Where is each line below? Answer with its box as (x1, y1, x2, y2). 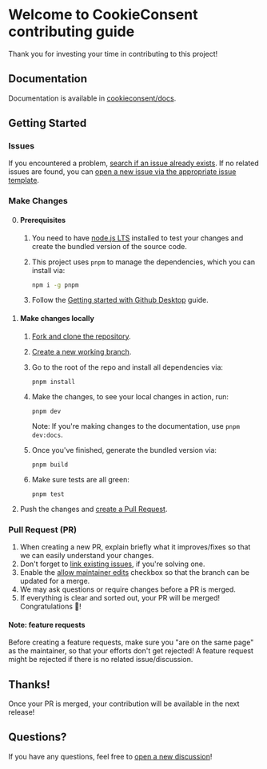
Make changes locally (19, 314, 94, 323)
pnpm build (31, 461, 69, 469)
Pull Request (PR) (8, 524, 78, 535)
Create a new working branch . (31, 347, 132, 356)
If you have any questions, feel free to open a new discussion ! (8, 751, 213, 761)
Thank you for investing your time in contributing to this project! (8, 49, 218, 58)
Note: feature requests (8, 620, 86, 629)
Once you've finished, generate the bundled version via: (31, 445, 217, 454)
